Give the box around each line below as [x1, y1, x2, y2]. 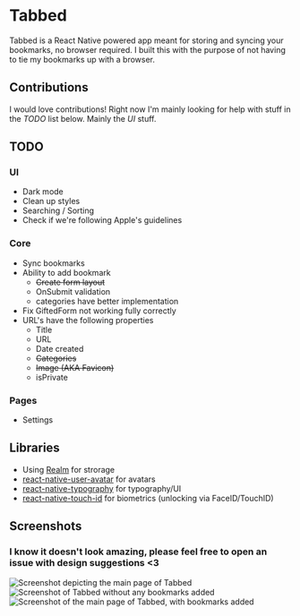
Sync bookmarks [21, 257, 85, 269]
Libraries [9, 441, 60, 456]
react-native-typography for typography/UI [21, 483, 182, 493]
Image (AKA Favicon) [35, 362, 115, 372]
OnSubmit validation [35, 286, 111, 296]
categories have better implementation [35, 295, 179, 306]
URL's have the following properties [21, 314, 154, 325]
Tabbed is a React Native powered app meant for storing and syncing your [9, 35, 284, 46]
